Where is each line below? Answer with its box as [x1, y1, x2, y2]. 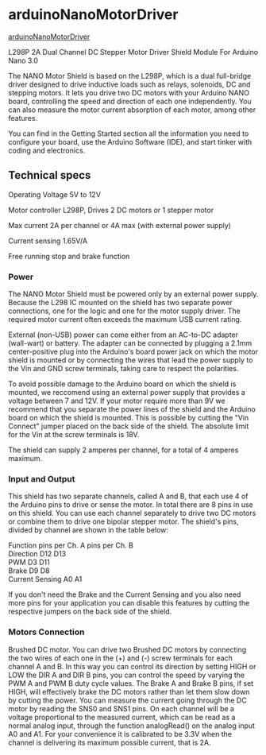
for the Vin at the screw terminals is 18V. [8, 430, 140, 439]
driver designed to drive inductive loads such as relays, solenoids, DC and [8, 79, 251, 89]
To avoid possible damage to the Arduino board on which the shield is [8, 379, 237, 389]
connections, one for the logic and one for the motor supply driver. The [8, 306, 241, 316]
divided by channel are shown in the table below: [8, 525, 169, 535]
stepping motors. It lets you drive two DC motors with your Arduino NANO [8, 87, 250, 97]
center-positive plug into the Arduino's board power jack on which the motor [8, 347, 259, 357]
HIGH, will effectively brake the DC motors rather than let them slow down [8, 687, 250, 696]
